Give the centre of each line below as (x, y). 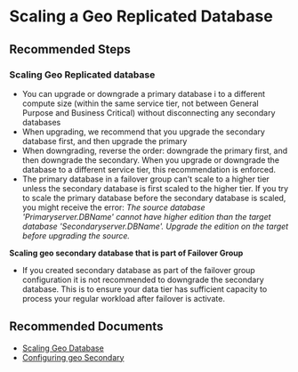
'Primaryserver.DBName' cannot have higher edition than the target (146, 216)
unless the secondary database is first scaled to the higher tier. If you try (155, 188)
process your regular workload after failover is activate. (123, 298)
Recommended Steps (70, 49)
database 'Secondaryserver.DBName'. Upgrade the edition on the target (155, 226)
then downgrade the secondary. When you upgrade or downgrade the (151, 160)
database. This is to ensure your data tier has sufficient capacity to (145, 289)
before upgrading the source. (76, 235)
